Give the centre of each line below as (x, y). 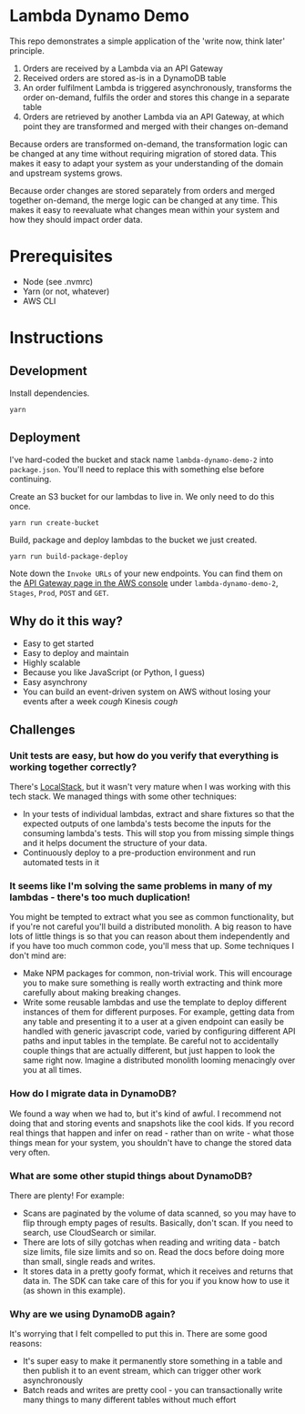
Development (49, 371)
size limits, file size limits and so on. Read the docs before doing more (153, 1252)
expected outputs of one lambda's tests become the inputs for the (147, 823)
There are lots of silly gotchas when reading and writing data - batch (151, 1242)
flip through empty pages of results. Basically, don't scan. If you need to (158, 1223)
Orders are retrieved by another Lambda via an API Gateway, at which (153, 116)
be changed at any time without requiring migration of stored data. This (143, 153)
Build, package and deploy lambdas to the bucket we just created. (133, 540)
